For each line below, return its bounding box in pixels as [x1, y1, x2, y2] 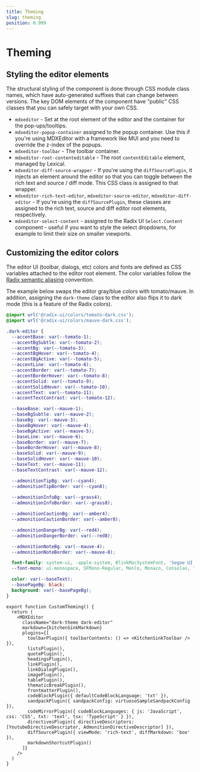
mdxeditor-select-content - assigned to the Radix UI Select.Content [14, 218, 183, 225]
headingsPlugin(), [27, 656, 73, 662]
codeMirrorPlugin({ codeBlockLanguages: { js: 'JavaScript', [27, 708, 183, 715]
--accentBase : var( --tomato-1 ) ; [11, 334, 92, 340]
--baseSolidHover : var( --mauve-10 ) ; [11, 456, 102, 462]
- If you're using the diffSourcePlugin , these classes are [32, 199, 171, 206]
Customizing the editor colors [6, 248, 119, 258]
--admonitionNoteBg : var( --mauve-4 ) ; [11, 544, 105, 550]
